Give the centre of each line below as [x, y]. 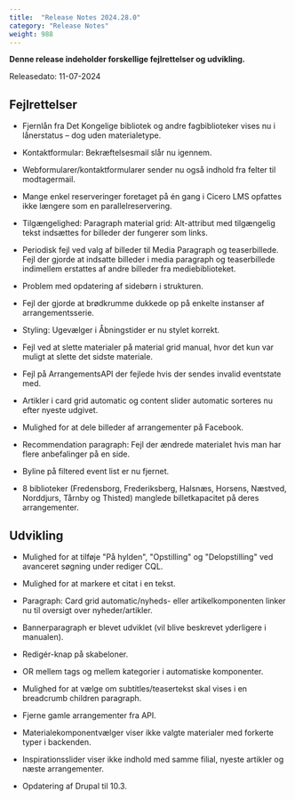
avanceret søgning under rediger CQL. [92, 566]
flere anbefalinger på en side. [76, 454]
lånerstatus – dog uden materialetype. [92, 135]
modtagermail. [48, 180]
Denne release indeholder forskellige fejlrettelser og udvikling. [128, 60]
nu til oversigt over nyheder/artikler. [87, 610]
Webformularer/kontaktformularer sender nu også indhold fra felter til [149, 170]
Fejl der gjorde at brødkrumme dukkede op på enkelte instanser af [143, 303]
